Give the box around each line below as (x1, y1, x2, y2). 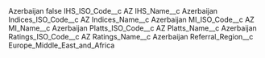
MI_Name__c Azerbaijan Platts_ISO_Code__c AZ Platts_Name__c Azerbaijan (8, 23, 258, 33)
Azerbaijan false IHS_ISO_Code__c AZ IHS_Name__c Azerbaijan (8, 6, 218, 15)
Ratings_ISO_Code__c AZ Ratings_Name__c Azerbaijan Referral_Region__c (8, 32, 254, 41)
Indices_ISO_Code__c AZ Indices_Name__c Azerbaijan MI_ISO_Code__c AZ (8, 14, 255, 24)
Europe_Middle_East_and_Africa (8, 40, 115, 50)
